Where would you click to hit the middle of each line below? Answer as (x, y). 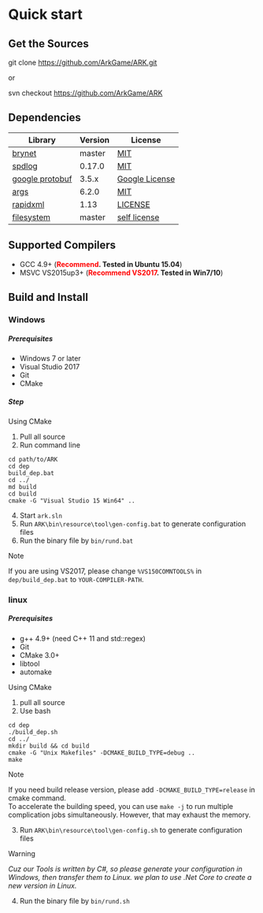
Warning (22, 853)
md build (22, 487)
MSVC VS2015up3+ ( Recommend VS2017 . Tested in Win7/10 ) (121, 273)
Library (42, 139)
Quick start (45, 15)
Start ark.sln (41, 515)
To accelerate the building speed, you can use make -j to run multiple (121, 806)
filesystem (31, 217)
